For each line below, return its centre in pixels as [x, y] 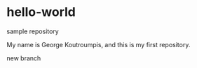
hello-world [41, 12]
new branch [24, 58]
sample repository [33, 31]
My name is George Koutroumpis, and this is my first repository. [98, 44]
